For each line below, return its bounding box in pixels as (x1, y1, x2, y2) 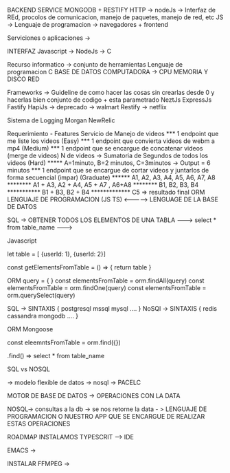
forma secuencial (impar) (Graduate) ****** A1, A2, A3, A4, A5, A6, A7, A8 (7, 173, 216, 181)
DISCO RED (7, 75, 40, 83)
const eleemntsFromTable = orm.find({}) (7, 338, 122, 346)
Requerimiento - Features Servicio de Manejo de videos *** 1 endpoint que (7, 130, 219, 137)
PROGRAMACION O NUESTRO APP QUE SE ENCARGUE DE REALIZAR (7, 412, 205, 420)
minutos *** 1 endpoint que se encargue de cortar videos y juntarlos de (7, 166, 209, 174)
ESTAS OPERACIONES (7, 419, 71, 428)
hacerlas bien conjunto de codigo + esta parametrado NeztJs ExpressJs (7, 96, 212, 104)
